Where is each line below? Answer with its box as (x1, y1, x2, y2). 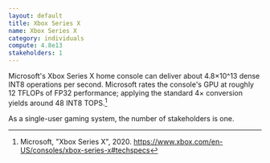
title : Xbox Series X (8, 19, 81, 27)
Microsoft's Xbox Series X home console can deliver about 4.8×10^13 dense (8, 71, 260, 80)
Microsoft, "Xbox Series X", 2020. (19, 137, 133, 146)
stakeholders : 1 (8, 49, 63, 57)
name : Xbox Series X (8, 26, 78, 35)
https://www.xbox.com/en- (133, 137, 223, 146)
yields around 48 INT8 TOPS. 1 (8, 97, 108, 108)
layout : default (8, 11, 63, 20)
